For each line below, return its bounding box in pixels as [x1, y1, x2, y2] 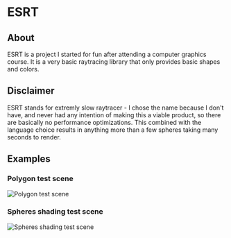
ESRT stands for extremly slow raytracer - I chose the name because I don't [7, 103, 224, 112]
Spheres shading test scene [7, 207, 104, 216]
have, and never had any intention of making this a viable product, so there [7, 110, 221, 119]
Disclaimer [7, 85, 55, 97]
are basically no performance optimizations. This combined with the [7, 118, 202, 126]
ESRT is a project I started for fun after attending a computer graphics [7, 50, 207, 58]
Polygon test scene [7, 174, 74, 184]
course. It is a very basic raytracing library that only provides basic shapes [7, 58, 221, 66]
